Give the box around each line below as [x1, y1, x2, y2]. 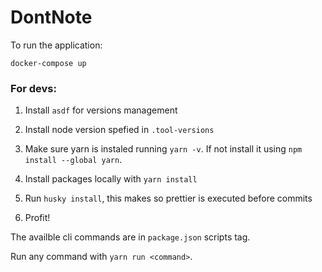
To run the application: [10, 39, 103, 51]
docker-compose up [10, 58, 87, 68]
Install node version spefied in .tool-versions [24, 124, 215, 136]
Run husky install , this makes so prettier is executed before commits [24, 192, 313, 205]
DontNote [10, 6, 93, 29]
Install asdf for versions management [24, 104, 178, 116]
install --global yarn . [24, 154, 123, 166]
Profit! [24, 212, 51, 224]
